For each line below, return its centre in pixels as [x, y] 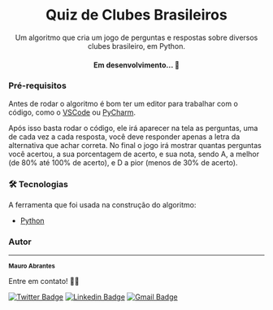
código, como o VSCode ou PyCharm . [72, 112]
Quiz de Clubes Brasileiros [136, 15]
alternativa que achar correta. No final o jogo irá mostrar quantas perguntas [135, 145]
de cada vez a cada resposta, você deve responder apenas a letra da [124, 137]
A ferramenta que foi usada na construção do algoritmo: [102, 205]
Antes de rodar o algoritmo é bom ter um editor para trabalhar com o [123, 103]
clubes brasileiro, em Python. [136, 46]
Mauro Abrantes [32, 266]
